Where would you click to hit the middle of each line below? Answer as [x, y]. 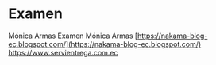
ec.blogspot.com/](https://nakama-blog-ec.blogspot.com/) [105, 44]
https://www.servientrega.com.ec [63, 52]
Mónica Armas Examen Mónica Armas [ [73, 36]
